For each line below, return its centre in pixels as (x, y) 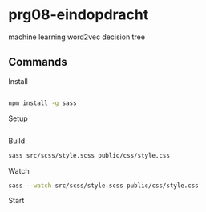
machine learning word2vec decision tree (77, 37)
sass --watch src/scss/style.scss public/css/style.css (103, 186)
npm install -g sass (43, 103)
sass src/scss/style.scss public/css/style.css (89, 155)
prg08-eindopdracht (79, 15)
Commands (38, 62)
